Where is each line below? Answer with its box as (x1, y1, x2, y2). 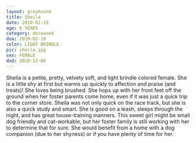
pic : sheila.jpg (6, 47, 46, 53)
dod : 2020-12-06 (6, 58, 46, 64)
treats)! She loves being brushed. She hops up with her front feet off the (6, 87, 182, 94)
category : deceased (6, 31, 54, 36)
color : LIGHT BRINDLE (6, 42, 60, 48)
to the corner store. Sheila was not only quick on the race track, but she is (6, 99, 186, 106)
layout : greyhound (6, 8, 51, 15)
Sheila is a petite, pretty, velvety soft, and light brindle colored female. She (6, 74, 187, 81)
